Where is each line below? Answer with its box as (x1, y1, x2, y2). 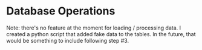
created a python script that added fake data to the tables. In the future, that (6, 30, 196, 37)
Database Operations (6, 4, 116, 18)
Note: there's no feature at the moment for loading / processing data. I (6, 24, 181, 31)
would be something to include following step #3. (6, 37, 129, 44)
